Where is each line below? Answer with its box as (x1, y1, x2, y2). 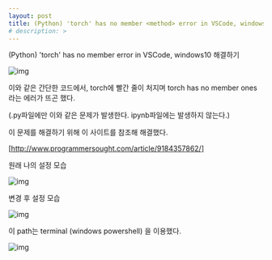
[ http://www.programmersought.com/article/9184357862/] (8, 143, 205, 154)
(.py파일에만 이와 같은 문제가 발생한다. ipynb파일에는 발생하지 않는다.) (8, 110, 231, 120)
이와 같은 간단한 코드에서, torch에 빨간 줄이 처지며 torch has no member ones (8, 83, 257, 93)
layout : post (8, 11, 53, 20)
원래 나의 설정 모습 (8, 160, 67, 170)
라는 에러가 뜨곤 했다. (8, 93, 75, 103)
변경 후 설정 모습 (8, 194, 61, 203)
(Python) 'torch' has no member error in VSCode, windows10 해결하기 (8, 50, 240, 60)
